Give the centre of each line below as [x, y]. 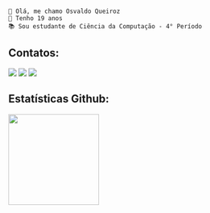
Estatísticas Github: [59, 99]
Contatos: [34, 53]
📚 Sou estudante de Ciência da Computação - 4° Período [105, 26]
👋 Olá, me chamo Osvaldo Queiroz [64, 11]
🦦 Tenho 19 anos [35, 18]
